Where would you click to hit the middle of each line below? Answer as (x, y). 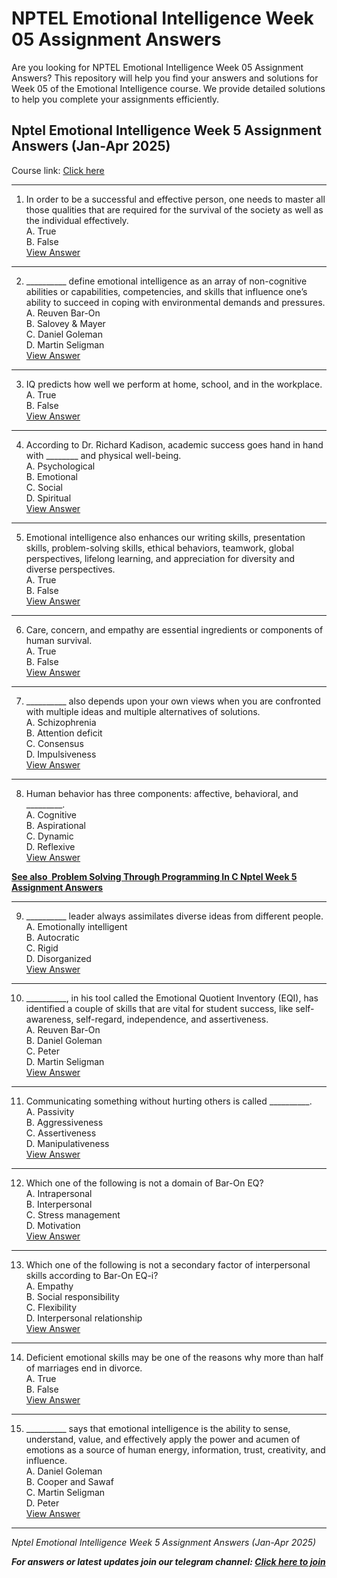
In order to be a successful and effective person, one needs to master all (175, 199)
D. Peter (42, 1503)
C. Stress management (73, 1214)
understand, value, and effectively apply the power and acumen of (163, 1439)
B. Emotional (51, 476)
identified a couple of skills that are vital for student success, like (159, 1008)
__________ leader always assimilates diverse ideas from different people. (174, 916)
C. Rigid (42, 948)
